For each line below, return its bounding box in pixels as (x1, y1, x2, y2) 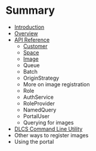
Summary (5, 4, 55, 17)
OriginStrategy (23, 74, 60, 81)
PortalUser (23, 112, 50, 120)
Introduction (14, 23, 45, 31)
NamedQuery (23, 106, 57, 113)
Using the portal (14, 138, 54, 145)
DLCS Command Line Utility (14, 125, 83, 132)
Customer (23, 43, 48, 50)
